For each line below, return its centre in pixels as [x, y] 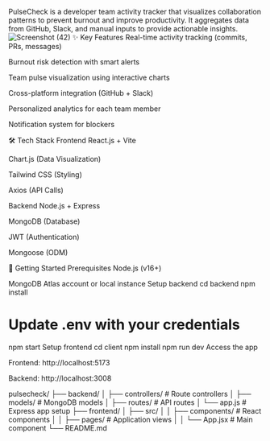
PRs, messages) [35, 46]
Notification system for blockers [62, 124]
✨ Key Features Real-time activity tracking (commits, [160, 37]
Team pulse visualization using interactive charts [89, 77]
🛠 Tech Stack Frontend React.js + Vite [73, 140]
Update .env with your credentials [124, 325]
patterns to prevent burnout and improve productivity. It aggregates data [129, 20]
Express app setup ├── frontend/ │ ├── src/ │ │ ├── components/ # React [135, 410]
